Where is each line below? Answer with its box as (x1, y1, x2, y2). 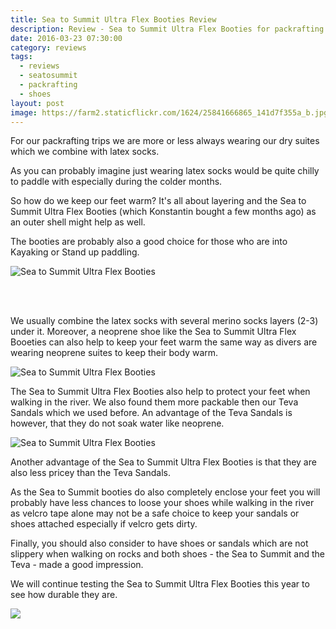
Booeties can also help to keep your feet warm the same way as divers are (10, 336, 318, 348)
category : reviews (10, 42, 87, 53)
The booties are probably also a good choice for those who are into (10, 236, 288, 248)
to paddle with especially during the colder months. (10, 176, 223, 188)
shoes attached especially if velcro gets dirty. (10, 518, 198, 530)
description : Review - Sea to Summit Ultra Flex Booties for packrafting (10, 24, 325, 34)
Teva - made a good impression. (10, 559, 144, 571)
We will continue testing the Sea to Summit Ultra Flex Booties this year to (10, 578, 310, 590)
